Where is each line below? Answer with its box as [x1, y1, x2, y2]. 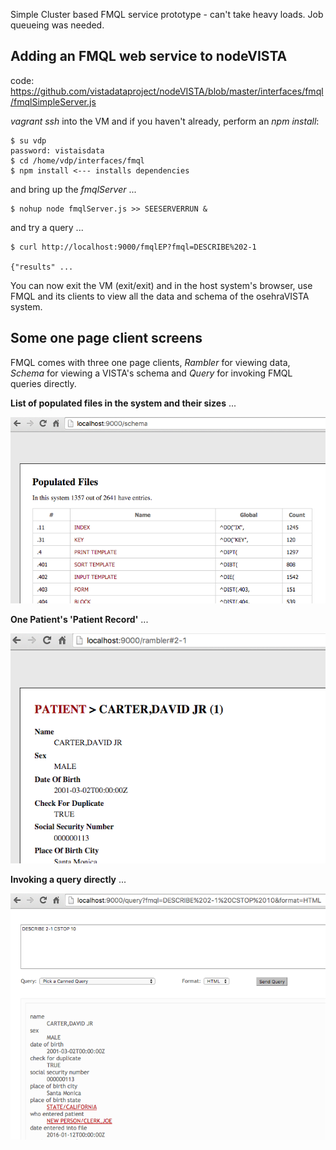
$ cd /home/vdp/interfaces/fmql [10, 155, 145, 166]
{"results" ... [10, 262, 74, 272]
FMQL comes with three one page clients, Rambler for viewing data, [10, 356, 291, 368]
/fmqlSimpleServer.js [10, 95, 97, 108]
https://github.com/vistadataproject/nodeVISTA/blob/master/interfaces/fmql [10, 85, 324, 97]
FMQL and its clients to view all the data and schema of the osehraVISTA [10, 290, 310, 302]
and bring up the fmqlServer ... [10, 183, 137, 195]
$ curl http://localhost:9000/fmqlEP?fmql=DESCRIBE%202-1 [10, 242, 257, 252]
